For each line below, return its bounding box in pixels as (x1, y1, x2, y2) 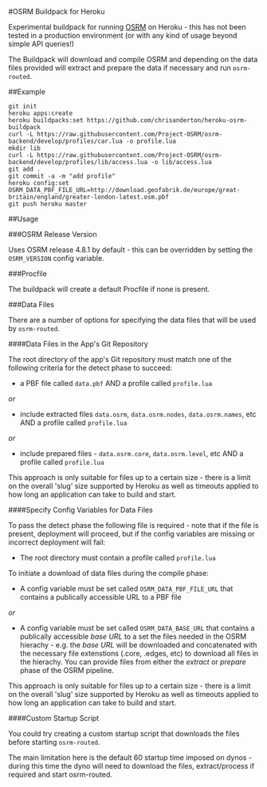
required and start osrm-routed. (8, 769, 113, 779)
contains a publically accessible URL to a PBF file (19, 592, 182, 601)
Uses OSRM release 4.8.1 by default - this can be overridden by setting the (8, 245, 253, 254)
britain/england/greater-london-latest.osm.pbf (8, 193, 170, 201)
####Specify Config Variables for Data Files (8, 506, 153, 514)
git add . (8, 165, 41, 173)
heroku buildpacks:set (8, 116, 84, 124)
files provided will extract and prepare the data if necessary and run (8, 63, 231, 73)
